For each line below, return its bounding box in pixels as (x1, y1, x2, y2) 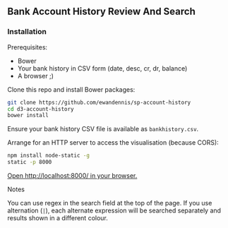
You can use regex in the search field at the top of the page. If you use (7, 199, 212, 208)
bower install (7, 112, 49, 119)
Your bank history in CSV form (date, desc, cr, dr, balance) (17, 64, 188, 73)
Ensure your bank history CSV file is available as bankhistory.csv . (7, 125, 199, 133)
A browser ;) (17, 71, 54, 80)
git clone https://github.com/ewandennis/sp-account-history (7, 99, 191, 106)
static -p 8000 (7, 159, 52, 166)
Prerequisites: (7, 42, 48, 52)
